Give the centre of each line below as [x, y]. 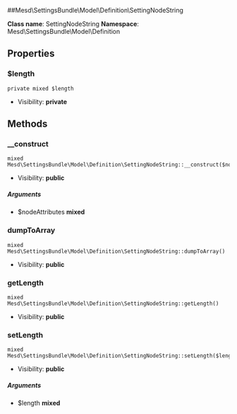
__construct [28, 144]
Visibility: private [42, 101]
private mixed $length [41, 88]
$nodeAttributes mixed [51, 212]
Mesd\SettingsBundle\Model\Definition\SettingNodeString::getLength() [113, 304]
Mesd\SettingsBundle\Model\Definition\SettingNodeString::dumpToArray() [116, 251]
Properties [31, 53]
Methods [28, 124]
